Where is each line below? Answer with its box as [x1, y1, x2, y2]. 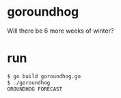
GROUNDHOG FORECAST [7, 86, 63, 93]
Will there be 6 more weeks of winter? [7, 27, 114, 35]
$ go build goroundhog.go [7, 73, 81, 80]
